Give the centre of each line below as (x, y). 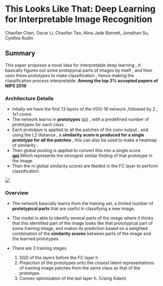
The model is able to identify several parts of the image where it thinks (83, 218)
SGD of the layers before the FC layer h (59, 258)
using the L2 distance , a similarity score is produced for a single (78, 135)
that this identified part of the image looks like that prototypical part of (82, 223)
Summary (20, 53)
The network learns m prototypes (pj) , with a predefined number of (81, 119)
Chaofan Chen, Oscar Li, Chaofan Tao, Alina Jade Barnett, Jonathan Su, (77, 33)
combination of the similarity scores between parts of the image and (81, 234)
